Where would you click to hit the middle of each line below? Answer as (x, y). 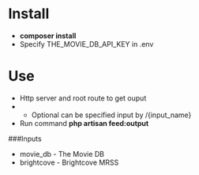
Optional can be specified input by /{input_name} (111, 115)
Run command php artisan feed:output (84, 123)
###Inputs (25, 139)
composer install (48, 36)
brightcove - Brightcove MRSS (69, 162)
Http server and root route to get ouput (83, 98)
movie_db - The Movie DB (62, 154)
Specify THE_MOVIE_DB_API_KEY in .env (86, 44)
